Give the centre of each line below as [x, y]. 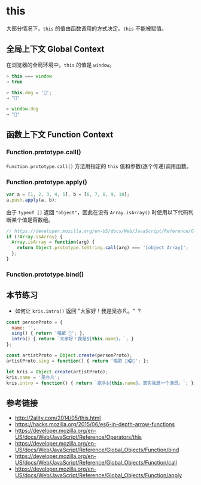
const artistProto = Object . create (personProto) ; [69, 355]
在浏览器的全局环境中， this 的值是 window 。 [60, 65]
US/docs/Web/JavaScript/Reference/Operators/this [78, 437]
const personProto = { [34, 322]
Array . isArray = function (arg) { [53, 242]
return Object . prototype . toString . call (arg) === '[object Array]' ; [103, 248]
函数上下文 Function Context [60, 135]
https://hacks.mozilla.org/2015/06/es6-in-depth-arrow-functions [95, 424]
